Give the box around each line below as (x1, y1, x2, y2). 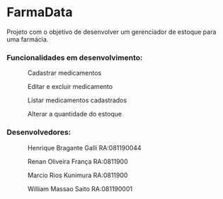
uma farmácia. (6, 35, 49, 43)
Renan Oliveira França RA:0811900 (27, 157, 128, 166)
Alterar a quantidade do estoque (27, 110, 122, 119)
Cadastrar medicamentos (27, 68, 102, 78)
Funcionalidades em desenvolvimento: (6, 52, 143, 62)
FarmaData (6, 4, 73, 20)
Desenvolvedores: (6, 128, 72, 138)
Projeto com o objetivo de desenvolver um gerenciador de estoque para (6, 28, 217, 36)
